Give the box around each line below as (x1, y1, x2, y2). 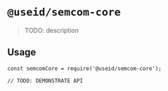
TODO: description (24, 26, 79, 34)
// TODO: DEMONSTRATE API (7, 77, 83, 84)
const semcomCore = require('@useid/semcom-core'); (7, 65, 162, 72)
